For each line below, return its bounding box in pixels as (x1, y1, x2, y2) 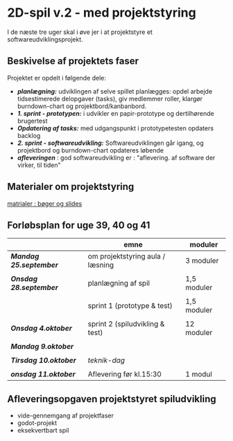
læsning (87, 260, 114, 270)
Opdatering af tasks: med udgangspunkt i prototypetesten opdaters (17, 123, 214, 132)
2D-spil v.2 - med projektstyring (7, 5, 196, 21)
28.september (10, 283, 59, 293)
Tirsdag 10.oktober (10, 356, 76, 365)
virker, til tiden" (17, 161, 61, 169)
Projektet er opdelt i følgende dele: (7, 73, 106, 82)
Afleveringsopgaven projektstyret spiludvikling (7, 393, 216, 405)
